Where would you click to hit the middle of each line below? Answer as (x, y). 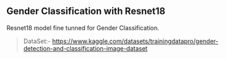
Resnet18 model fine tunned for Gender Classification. (83, 27)
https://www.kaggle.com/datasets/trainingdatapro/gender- (135, 41)
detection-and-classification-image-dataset (86, 48)
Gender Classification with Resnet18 (86, 11)
